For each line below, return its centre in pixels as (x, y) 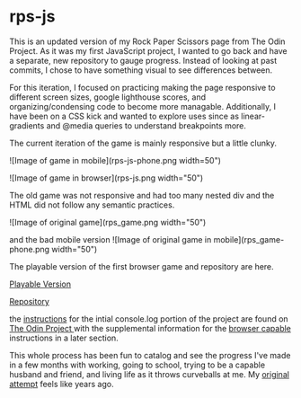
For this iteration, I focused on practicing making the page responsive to (142, 87)
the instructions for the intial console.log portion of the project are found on (149, 318)
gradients (27, 125)
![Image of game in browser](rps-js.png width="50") (106, 178)
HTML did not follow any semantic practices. (92, 205)
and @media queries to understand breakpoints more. (146, 125)
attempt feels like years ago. (62, 384)
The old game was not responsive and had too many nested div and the (142, 195)
